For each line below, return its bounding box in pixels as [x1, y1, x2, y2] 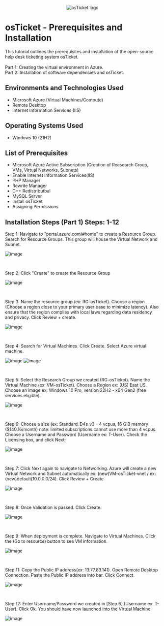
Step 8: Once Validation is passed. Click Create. [5, 504, 102, 510]
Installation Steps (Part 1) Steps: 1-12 [5, 218, 119, 226]
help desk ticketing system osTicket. [5, 54, 79, 60]
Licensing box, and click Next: [5, 437, 66, 443]
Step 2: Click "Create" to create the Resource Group [5, 270, 110, 276]
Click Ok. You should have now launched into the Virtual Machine [19, 606, 151, 612]
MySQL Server [12, 193, 42, 199]
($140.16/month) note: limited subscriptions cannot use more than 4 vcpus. [5, 426, 157, 433]
